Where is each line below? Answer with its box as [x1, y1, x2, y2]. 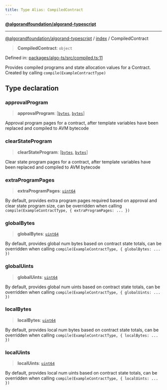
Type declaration [5, 84, 59, 93]
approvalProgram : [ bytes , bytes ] [17, 110, 85, 116]
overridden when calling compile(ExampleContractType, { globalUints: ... [5, 289, 161, 295]
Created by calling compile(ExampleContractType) [5, 69, 106, 75]
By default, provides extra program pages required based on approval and [5, 197, 158, 203]
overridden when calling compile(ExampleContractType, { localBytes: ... [5, 332, 159, 338]
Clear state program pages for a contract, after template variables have [5, 159, 151, 165]
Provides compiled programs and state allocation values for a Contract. [5, 64, 151, 70]
